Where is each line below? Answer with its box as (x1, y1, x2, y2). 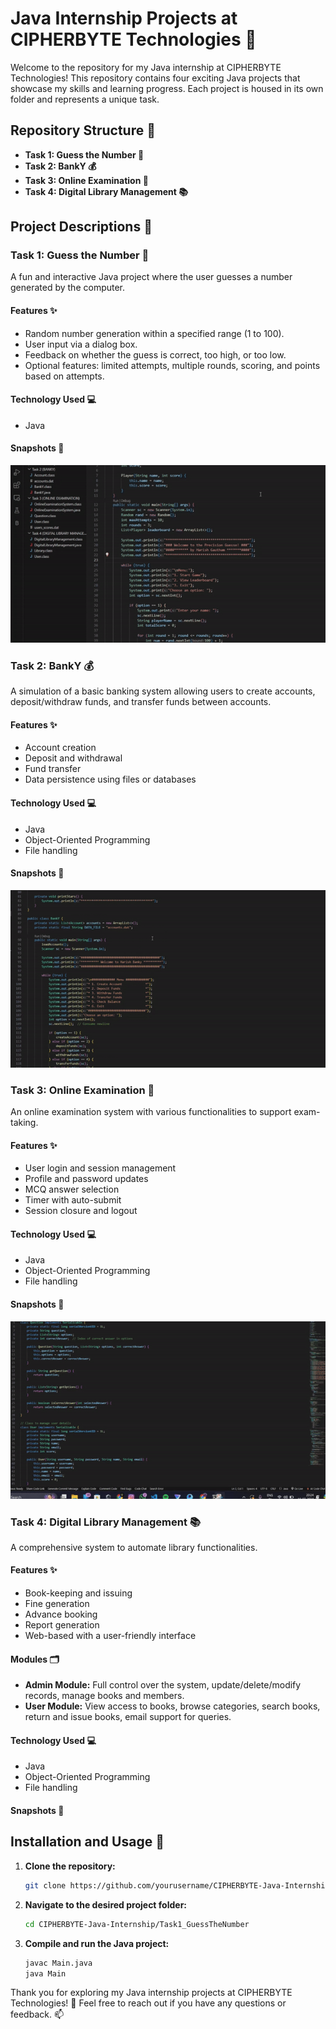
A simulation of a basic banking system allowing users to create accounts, (10, 685, 316, 697)
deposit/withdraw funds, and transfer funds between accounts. (10, 696, 272, 708)
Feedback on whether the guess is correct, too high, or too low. (24, 348, 287, 361)
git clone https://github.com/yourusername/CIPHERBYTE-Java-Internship (24, 1880, 330, 1891)
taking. (10, 1117, 39, 1129)
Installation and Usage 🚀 (10, 1833, 165, 1851)
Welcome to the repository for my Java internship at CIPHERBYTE (10, 61, 282, 73)
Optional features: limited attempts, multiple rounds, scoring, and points (24, 359, 321, 371)
